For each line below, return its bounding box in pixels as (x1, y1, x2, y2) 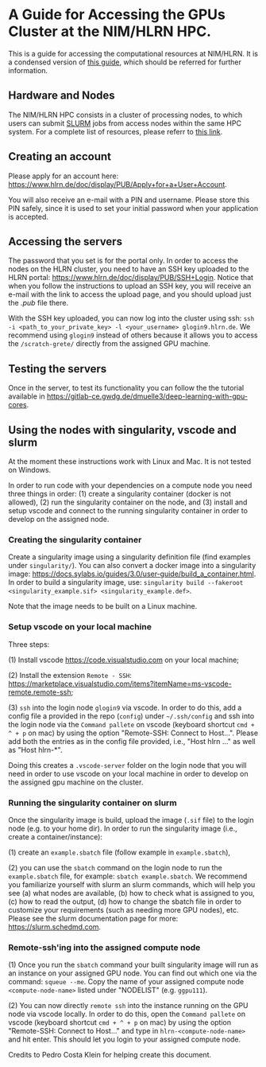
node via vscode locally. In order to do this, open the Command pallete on (8, 1009, 246, 1019)
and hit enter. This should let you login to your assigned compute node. (8, 1034, 241, 1044)
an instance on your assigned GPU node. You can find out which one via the (8, 968, 257, 978)
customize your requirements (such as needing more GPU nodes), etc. (8, 905, 239, 914)
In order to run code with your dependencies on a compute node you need (8, 481, 253, 490)
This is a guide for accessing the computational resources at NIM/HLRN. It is (8, 49, 258, 58)
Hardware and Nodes (8, 89, 115, 103)
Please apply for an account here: (8, 171, 119, 181)
